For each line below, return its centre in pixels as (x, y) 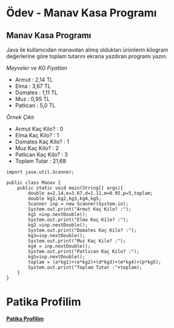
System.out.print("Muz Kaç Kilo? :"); (77, 241)
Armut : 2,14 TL (34, 80)
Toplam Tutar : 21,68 (41, 161)
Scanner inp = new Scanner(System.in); (79, 204)
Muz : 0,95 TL (32, 99)
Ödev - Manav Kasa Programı (82, 13)
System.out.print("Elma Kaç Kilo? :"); (79, 220)
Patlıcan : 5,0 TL (35, 105)
